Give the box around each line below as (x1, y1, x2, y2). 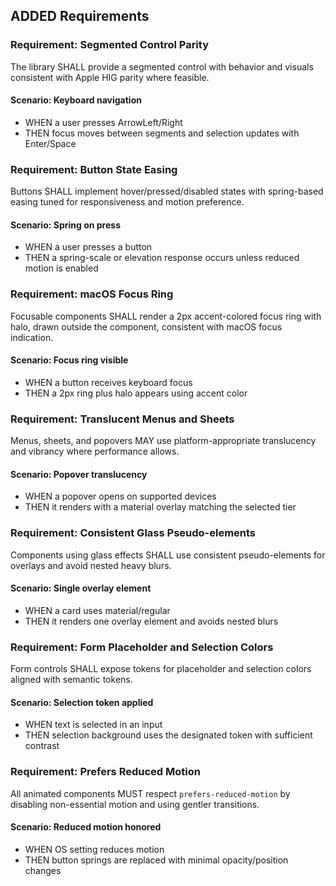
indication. (10, 331, 54, 343)
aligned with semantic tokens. (10, 674, 133, 686)
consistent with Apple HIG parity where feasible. (10, 71, 210, 83)
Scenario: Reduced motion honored (10, 821, 162, 833)
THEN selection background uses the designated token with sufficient (24, 729, 313, 741)
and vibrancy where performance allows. (10, 445, 180, 458)
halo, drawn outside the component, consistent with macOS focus (10, 320, 283, 333)
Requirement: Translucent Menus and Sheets (10, 412, 235, 426)
